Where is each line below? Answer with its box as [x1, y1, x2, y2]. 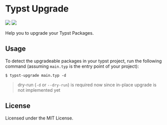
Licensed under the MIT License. [5, 115, 73, 121]
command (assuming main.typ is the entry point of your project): [5, 63, 139, 69]
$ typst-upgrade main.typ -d [5, 73, 66, 78]
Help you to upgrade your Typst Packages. [5, 30, 94, 36]
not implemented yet [17, 87, 60, 93]
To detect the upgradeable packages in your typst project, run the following [5, 58, 162, 64]
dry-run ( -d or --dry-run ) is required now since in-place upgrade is [17, 81, 157, 88]
